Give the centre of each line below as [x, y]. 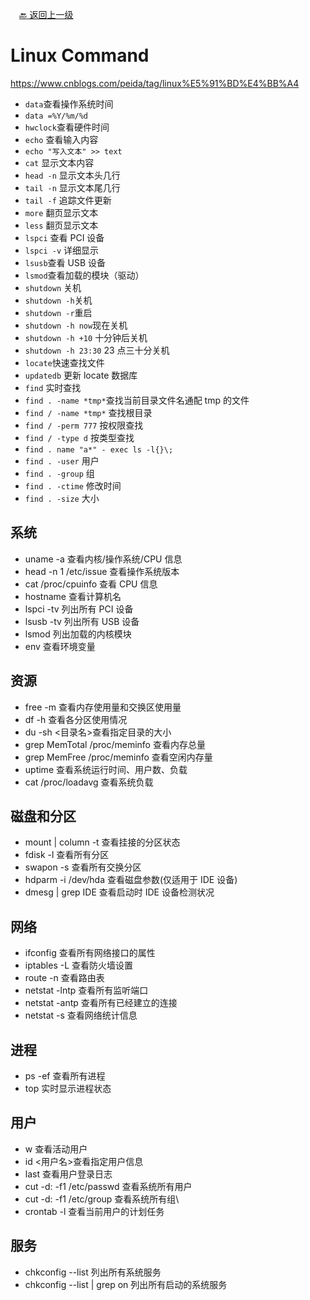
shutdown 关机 [53, 287]
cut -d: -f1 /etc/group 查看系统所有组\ [102, 1199]
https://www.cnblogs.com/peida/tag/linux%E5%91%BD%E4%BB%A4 [155, 83]
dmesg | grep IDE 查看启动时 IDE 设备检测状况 [119, 892]
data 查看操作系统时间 [69, 104]
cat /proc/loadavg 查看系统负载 [89, 782]
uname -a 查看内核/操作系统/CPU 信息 [103, 559]
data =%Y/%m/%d [56, 116]
